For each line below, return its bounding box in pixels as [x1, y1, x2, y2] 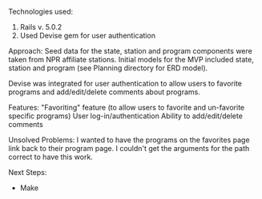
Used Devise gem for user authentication [19, 31, 156, 40]
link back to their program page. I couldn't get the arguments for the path [8, 144, 250, 153]
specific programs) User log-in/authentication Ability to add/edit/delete [8, 111, 243, 121]
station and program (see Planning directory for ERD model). [8, 63, 208, 73]
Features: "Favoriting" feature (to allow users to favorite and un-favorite [8, 103, 245, 112]
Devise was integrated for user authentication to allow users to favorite [8, 79, 243, 88]
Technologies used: [8, 7, 74, 16]
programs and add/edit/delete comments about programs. [8, 87, 200, 97]
